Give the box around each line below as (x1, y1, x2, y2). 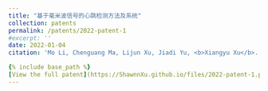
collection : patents (8, 19, 77, 27)
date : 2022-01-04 (8, 42, 66, 49)
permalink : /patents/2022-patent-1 (8, 26, 127, 34)
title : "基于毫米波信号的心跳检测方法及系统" (8, 11, 142, 20)
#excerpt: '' (8, 34, 52, 42)
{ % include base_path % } (8, 63, 91, 72)
